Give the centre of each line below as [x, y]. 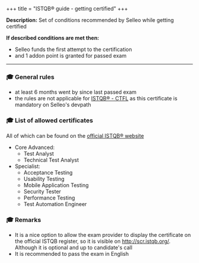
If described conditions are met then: [53, 38]
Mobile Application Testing [56, 185]
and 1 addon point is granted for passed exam [70, 56]
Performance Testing [49, 198]
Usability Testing [44, 179]
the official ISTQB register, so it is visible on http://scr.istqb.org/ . [92, 241]
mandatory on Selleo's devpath [53, 105]
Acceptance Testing [48, 172]
